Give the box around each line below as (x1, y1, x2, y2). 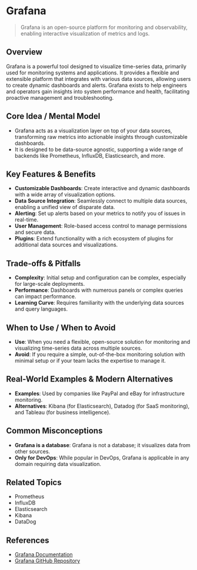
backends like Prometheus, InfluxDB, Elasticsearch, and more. (14, 152, 165, 159)
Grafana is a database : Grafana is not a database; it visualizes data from (14, 441, 191, 448)
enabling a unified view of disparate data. (14, 204, 115, 211)
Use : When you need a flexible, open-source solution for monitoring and (14, 338, 191, 345)
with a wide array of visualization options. (14, 191, 116, 198)
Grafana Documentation (14, 551, 73, 558)
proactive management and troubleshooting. (6, 94, 114, 101)
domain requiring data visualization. (14, 460, 102, 467)
